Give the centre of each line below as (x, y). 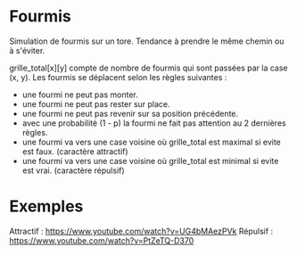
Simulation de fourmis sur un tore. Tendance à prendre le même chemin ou (147, 41)
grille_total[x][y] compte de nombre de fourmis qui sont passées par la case (148, 68)
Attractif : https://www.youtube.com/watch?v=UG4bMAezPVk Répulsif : (141, 231)
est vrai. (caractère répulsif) (73, 170)
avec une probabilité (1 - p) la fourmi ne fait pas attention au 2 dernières (154, 123)
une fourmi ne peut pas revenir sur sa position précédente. (130, 113)
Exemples (46, 206)
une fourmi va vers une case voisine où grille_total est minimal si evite (150, 160)
